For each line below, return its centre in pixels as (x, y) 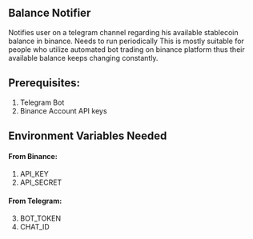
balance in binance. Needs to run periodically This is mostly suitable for (126, 41)
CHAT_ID (34, 227)
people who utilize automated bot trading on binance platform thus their (127, 49)
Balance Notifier (50, 13)
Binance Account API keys (63, 110)
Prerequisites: (44, 83)
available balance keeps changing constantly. (83, 58)
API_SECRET (41, 182)
